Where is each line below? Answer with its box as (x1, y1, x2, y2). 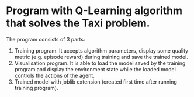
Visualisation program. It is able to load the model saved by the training (14, 60, 186, 67)
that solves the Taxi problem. (6, 16, 150, 30)
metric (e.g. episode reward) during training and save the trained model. (14, 53, 188, 60)
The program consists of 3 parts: (6, 36, 85, 43)
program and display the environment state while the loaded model (14, 65, 176, 72)
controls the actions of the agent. (14, 72, 95, 79)
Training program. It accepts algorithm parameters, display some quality (14, 47, 189, 54)
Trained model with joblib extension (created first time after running (14, 78, 177, 85)
